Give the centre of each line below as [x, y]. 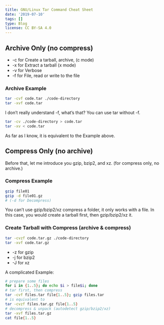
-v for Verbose [27, 70]
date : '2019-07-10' [25, 14]
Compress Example [29, 181]
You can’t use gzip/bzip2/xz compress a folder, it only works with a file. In [80, 210]
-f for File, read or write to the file [46, 75]
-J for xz [21, 262]
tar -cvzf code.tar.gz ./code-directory [47, 238]
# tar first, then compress [34, 290]
